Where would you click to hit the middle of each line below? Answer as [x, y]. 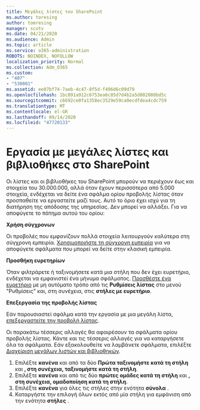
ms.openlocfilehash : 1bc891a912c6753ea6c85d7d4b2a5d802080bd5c [87, 95]
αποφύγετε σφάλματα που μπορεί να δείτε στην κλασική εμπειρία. [89, 249]
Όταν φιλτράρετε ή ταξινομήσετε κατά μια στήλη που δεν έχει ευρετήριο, [98, 272]
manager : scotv [25, 28]
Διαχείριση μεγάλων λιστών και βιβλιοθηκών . [63, 351]
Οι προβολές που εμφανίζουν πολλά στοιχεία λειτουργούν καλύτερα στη [98, 236]
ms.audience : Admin [30, 39]
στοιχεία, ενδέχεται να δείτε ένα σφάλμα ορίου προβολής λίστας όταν [95, 194]
